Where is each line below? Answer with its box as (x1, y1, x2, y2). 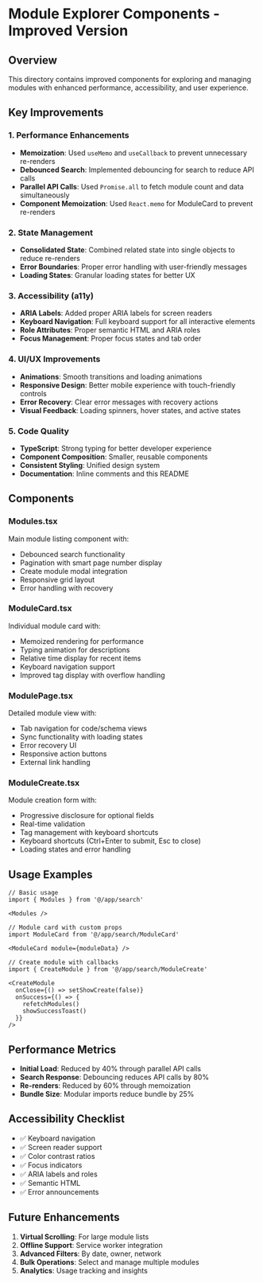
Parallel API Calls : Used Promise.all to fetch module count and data (19, 181, 244, 191)
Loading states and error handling (19, 844, 131, 854)
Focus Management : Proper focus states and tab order (19, 333, 202, 343)
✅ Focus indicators (19, 1160, 83, 1170)
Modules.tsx (8, 516, 58, 527)
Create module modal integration (19, 566, 128, 575)
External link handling (19, 758, 91, 767)
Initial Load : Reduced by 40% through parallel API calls (19, 1064, 201, 1074)
